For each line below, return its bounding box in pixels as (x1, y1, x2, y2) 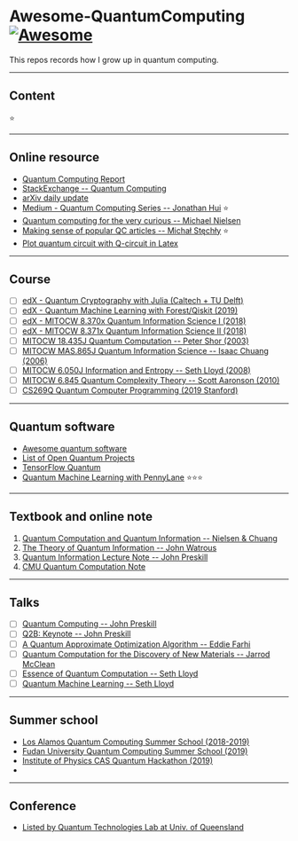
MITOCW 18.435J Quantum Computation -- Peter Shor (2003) (21, 335, 250, 346)
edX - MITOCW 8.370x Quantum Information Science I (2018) (21, 315, 247, 326)
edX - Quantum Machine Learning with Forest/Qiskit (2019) (21, 305, 239, 316)
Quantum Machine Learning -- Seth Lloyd (21, 678, 175, 688)
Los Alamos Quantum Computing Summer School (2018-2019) (21, 736, 250, 747)
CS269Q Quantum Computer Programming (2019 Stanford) (21, 384, 239, 396)
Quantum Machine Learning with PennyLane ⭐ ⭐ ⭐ (21, 472, 204, 483)
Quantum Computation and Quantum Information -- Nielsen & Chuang (21, 532, 278, 543)
